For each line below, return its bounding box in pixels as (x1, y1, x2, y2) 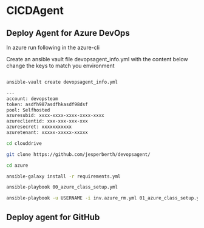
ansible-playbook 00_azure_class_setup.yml (6, 184, 118, 190)
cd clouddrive (6, 140, 42, 146)
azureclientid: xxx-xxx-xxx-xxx (6, 118, 88, 124)
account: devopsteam (6, 95, 59, 102)
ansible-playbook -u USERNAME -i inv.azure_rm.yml (6, 195, 137, 201)
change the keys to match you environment (6, 62, 115, 69)
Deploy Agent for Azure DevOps (6, 28, 131, 38)
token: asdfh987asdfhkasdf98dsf (6, 101, 88, 107)
